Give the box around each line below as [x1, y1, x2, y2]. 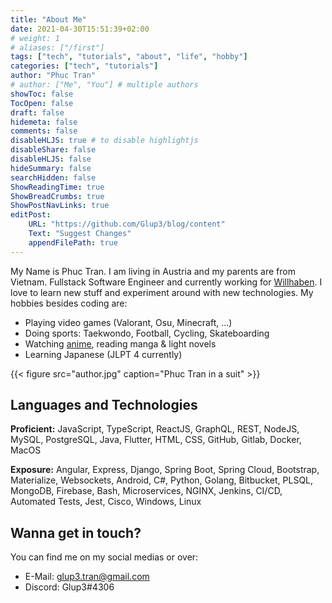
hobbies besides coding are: [10, 297, 128, 309]
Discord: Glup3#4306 [24, 581, 115, 593]
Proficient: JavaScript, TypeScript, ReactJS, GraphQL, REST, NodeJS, [10, 423, 300, 435]
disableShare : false [10, 145, 97, 155]
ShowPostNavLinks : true [10, 201, 110, 211]
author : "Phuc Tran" [10, 71, 97, 81]
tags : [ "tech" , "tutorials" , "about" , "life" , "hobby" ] [10, 52, 248, 62]
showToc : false [10, 89, 74, 99]
